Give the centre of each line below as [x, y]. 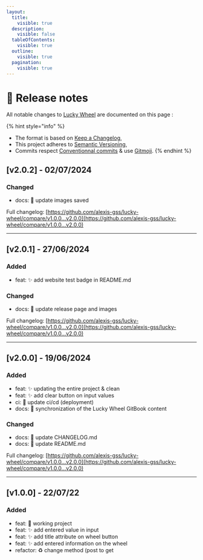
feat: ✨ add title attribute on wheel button [66, 536]
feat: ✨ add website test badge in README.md [73, 280]
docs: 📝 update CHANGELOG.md [56, 437]
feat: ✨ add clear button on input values [65, 395]
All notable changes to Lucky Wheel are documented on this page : [90, 115]
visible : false [36, 34]
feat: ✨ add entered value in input [57, 530]
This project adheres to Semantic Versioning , [71, 144]
